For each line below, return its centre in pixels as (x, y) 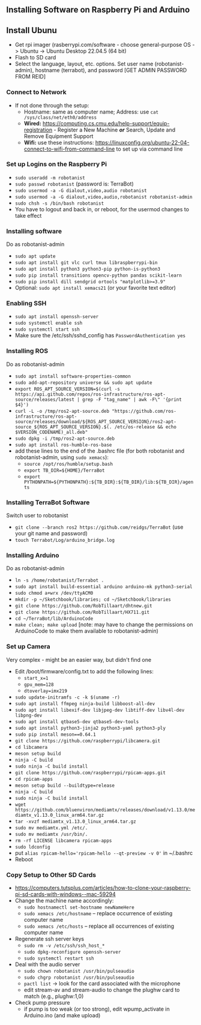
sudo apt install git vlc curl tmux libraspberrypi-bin (86, 263)
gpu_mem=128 (39, 684)
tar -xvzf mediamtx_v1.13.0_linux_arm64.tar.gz (75, 822)
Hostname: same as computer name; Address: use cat (91, 112)
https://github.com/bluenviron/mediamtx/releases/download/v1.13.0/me (105, 810)
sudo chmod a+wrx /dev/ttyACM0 (54, 594)
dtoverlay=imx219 (46, 691)
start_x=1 (36, 678)
